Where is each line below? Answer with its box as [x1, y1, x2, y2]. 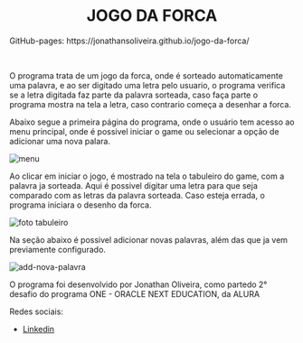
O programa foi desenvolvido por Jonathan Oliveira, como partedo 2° [9, 279, 268, 290]
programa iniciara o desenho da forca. [9, 199, 152, 210]
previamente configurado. [9, 244, 107, 255]
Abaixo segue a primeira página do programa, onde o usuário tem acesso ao [9, 116, 295, 127]
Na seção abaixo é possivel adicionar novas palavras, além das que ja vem [9, 234, 288, 245]
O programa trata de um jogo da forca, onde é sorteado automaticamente [9, 70, 283, 81]
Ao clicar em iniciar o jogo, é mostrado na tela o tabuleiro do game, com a [9, 171, 285, 181]
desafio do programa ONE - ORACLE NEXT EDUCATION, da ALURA [9, 288, 260, 299]
